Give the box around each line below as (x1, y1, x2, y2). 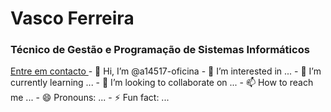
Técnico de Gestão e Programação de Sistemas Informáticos (10, 43, 310, 57)
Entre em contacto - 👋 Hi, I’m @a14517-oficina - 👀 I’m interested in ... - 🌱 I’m (10, 65, 322, 77)
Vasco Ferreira (10, 7, 135, 30)
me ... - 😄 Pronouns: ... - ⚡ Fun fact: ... (10, 92, 170, 104)
